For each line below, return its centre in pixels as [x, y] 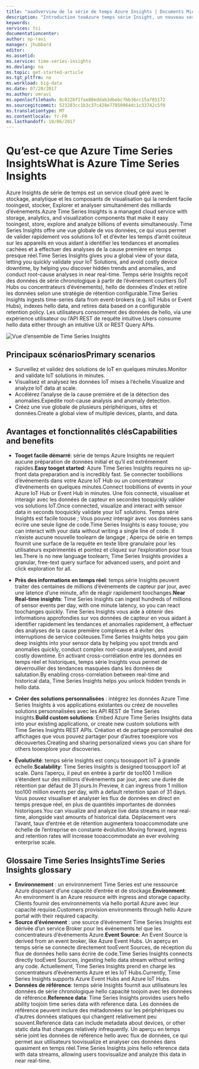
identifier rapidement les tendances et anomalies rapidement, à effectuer [104, 624]
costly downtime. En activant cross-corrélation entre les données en [98, 656]
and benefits [30, 441]
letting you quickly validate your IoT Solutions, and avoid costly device [92, 262]
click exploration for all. [43, 569]
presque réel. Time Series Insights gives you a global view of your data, [92, 256]
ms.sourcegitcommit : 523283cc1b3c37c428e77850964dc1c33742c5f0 [86, 105]
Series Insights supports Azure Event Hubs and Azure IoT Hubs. [92, 978]
